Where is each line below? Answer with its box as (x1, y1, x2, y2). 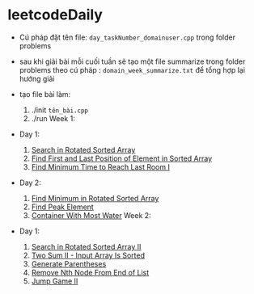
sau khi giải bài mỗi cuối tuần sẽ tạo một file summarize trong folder (19, 57, 246, 66)
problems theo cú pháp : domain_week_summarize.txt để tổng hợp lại (19, 65, 246, 74)
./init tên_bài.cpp (31, 105, 88, 115)
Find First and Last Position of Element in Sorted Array (31, 153, 213, 163)
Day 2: (19, 178, 41, 187)
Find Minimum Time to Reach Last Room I (31, 162, 171, 171)
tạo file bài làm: (19, 89, 71, 99)
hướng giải (19, 73, 55, 83)
